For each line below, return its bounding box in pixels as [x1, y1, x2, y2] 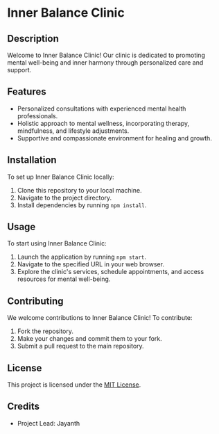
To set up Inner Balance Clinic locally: [7, 172, 114, 181]
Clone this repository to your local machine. [17, 186, 142, 194]
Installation [7, 154, 57, 166]
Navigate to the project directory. [17, 193, 112, 202]
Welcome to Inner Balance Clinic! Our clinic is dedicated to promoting [7, 51, 206, 59]
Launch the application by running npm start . [17, 252, 147, 262]
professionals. [17, 111, 58, 120]
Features [7, 86, 46, 98]
